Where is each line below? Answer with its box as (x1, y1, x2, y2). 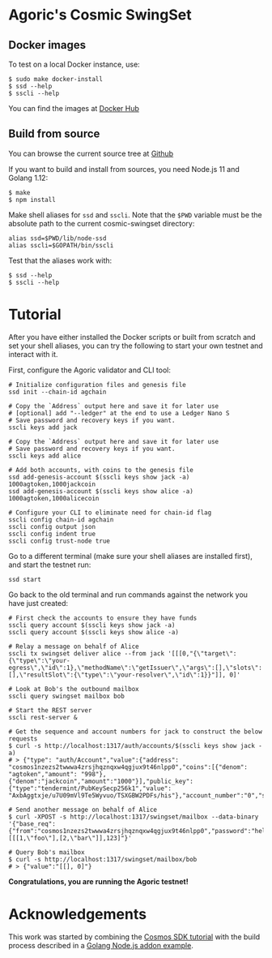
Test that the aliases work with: (8, 256, 113, 265)
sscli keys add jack (8, 423, 79, 432)
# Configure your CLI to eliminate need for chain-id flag (8, 509, 212, 517)
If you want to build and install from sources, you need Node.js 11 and (8, 164, 240, 174)
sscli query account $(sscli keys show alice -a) (8, 628, 180, 636)
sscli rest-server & (8, 713, 79, 721)
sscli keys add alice (8, 452, 82, 460)
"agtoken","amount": (8, 770, 79, 778)
